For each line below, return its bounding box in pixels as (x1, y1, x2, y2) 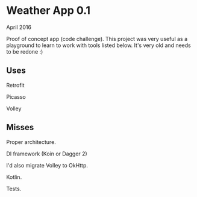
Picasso (6, 93, 26, 100)
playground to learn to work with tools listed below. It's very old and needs (6, 42, 191, 49)
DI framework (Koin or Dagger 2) (6, 150, 87, 157)
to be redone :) (6, 48, 43, 55)
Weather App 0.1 (6, 4, 91, 17)
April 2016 (6, 23, 32, 31)
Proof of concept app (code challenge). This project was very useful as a (6, 35, 188, 42)
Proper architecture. (6, 138, 56, 145)
